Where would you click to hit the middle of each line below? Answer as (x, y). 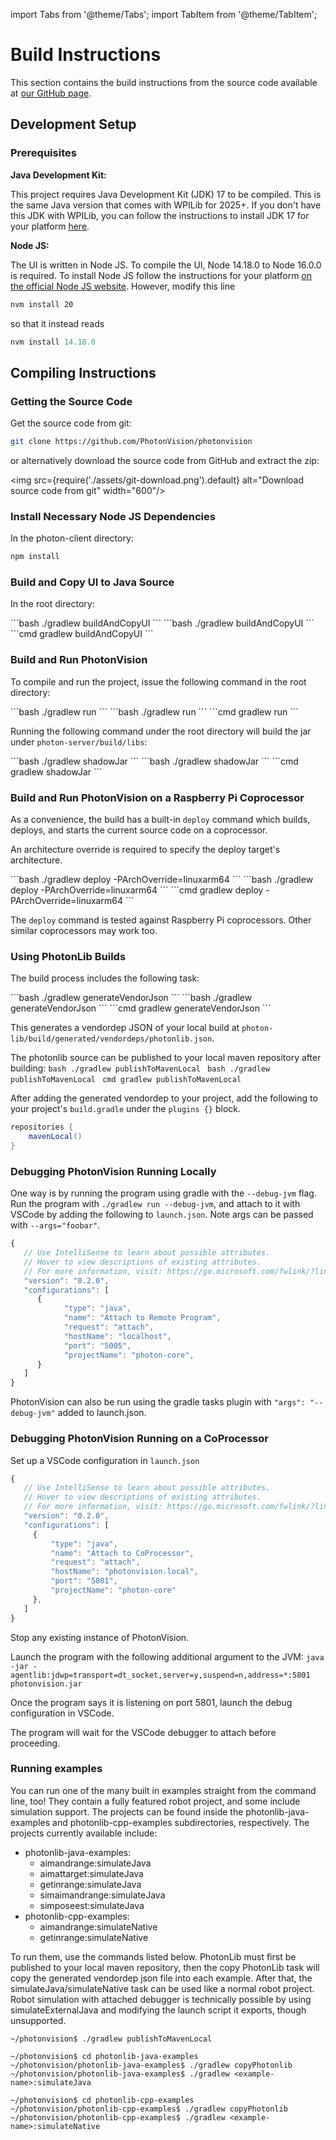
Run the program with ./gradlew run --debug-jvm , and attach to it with (155, 1204)
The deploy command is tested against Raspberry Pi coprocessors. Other (161, 920)
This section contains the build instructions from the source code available (164, 82)
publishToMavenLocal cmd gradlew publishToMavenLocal (126, 1080)
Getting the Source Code (71, 401)
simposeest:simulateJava (92, 1905)
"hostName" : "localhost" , (117, 1336)
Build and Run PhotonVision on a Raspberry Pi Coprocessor (157, 797)
